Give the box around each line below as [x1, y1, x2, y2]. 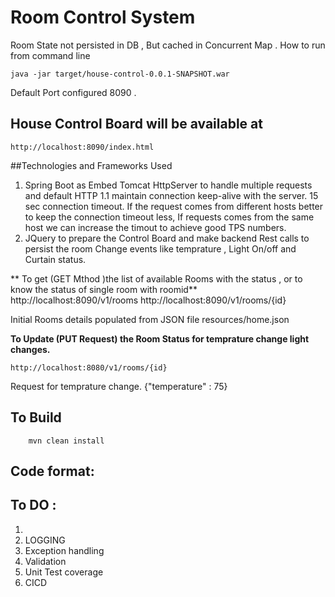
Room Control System [10, 6, 196, 29]
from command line [10, 49, 91, 61]
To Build [10, 409, 62, 426]
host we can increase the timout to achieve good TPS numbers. [24, 221, 287, 233]
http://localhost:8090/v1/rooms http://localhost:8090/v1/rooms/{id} [10, 294, 287, 306]
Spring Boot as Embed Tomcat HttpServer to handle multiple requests [24, 179, 313, 191]
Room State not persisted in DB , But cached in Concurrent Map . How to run [10, 39, 326, 51]
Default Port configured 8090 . [10, 86, 137, 98]
